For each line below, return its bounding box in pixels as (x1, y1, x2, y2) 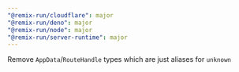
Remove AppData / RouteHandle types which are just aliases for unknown (7, 55, 232, 64)
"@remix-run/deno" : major (7, 19, 92, 27)
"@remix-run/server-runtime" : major (7, 33, 128, 41)
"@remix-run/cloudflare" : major (7, 11, 114, 20)
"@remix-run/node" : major (7, 26, 92, 34)
